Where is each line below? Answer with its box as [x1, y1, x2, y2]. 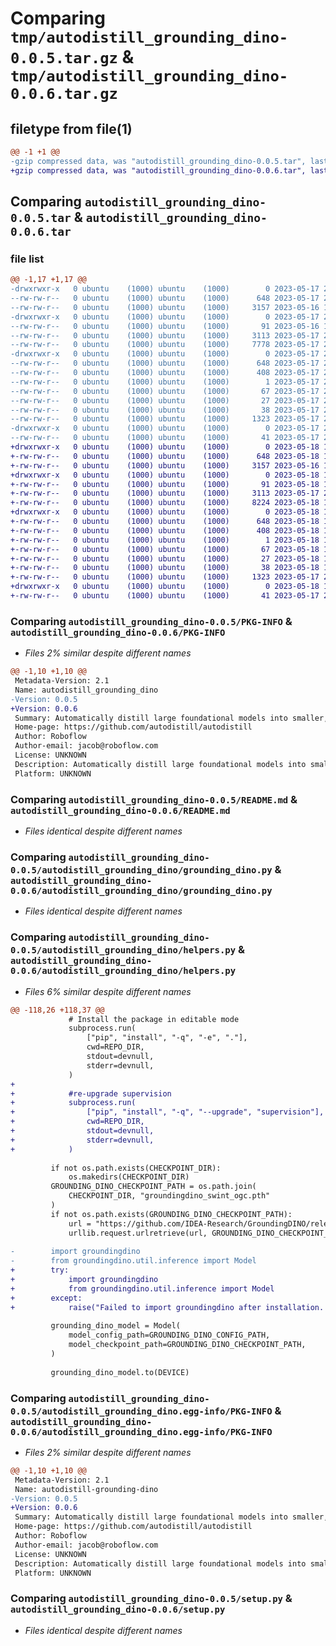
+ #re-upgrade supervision [10, 1088, 172, 1099]
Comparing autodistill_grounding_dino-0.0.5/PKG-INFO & [10, 614, 293, 628]
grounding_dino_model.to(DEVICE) [50, 1367, 190, 1377]
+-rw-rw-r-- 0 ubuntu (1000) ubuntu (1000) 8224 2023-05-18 [10, 498, 320, 508]
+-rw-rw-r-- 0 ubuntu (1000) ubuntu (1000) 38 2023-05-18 [10, 563, 320, 573]
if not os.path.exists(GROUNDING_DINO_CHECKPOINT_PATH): [50, 1209, 293, 1219]
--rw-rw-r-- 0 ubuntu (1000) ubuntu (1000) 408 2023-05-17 [10, 368, 320, 378]
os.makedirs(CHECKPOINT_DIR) [68, 1172, 190, 1182]
